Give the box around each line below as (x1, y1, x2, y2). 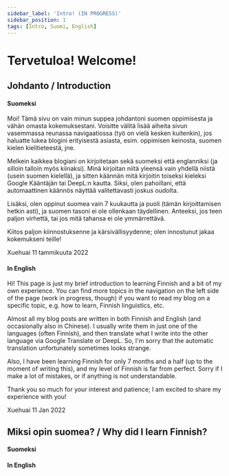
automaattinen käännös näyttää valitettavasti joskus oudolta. (7, 187, 179, 195)
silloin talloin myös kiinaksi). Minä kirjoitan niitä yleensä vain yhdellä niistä (7, 165, 215, 173)
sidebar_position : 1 (7, 17, 67, 23)
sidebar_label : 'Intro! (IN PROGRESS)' (7, 10, 122, 17)
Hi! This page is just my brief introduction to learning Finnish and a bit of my (7, 280, 222, 288)
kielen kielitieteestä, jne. (7, 144, 76, 152)
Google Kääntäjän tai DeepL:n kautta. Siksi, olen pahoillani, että (7, 179, 186, 187)
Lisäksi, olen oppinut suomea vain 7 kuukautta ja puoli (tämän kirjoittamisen (7, 200, 221, 208)
